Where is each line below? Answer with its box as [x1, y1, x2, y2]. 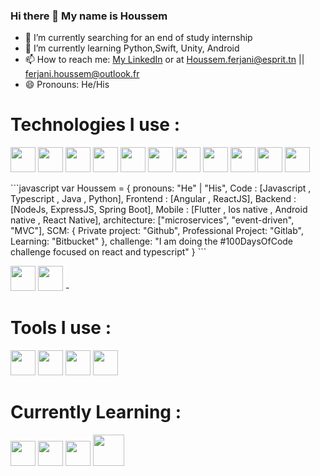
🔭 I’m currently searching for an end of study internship [24, 32, 253, 44]
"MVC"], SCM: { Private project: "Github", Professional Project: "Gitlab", [10, 225, 304, 237]
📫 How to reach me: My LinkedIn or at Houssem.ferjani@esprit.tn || [24, 54, 305, 66]
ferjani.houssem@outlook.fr [24, 68, 140, 80]
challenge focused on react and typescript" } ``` [10, 246, 207, 258]
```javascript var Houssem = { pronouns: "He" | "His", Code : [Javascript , [10, 182, 312, 194]
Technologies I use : [10, 114, 180, 136]
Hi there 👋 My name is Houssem [10, 9, 168, 23]
